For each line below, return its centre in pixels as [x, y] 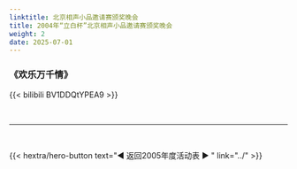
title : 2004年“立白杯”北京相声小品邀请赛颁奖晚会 [91, 26]
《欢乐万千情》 [41, 74]
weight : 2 [27, 34]
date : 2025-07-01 [41, 42]
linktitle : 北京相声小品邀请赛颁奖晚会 [74, 17]
